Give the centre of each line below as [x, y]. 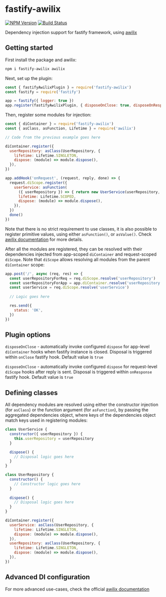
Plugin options [28, 335]
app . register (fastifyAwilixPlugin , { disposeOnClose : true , [68, 105]
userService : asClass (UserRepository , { [52, 525]
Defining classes [32, 393]
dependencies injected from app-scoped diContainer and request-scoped [81, 254]
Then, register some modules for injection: [48, 115]
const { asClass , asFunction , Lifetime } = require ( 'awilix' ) [70, 128]
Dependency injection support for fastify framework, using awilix [71, 32]
